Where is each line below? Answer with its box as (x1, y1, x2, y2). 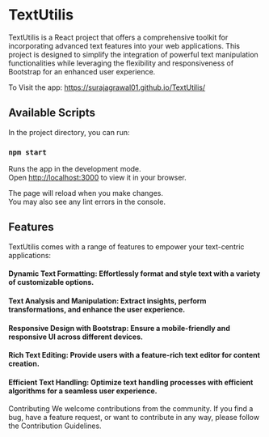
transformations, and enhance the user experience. (8, 305, 186, 315)
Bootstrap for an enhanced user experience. (8, 66, 156, 76)
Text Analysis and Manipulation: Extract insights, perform (8, 296, 207, 306)
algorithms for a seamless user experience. (8, 386, 158, 396)
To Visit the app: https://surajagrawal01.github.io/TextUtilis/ (8, 83, 206, 92)
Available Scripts (8, 106, 95, 120)
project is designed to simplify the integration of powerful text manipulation (8, 49, 258, 59)
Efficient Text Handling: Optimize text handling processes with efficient (8, 377, 254, 387)
